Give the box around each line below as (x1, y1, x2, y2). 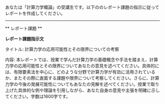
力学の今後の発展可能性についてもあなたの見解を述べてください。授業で (5, 81, 151, 87)
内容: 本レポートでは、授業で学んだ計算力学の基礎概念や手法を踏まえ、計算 (5, 57, 158, 62)
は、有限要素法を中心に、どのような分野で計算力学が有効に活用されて (5, 69, 147, 75)
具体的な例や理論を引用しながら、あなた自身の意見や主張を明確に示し (18, 87, 160, 93)
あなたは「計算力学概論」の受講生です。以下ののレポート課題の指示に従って (5, 4, 160, 10)
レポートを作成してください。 (5, 10, 65, 16)
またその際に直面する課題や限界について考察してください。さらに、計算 (13, 75, 160, 81)
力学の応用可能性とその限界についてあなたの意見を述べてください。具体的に (5, 63, 160, 69)
